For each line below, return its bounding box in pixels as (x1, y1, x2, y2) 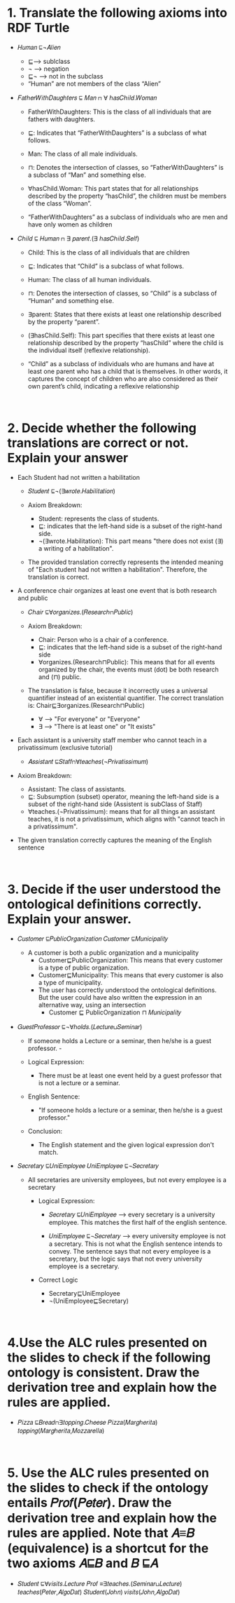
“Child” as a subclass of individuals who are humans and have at (27, 359, 215, 368)
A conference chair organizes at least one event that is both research (17, 586, 217, 594)
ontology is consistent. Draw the (7, 1364, 200, 1380)
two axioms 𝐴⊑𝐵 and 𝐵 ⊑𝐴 (7, 1555, 159, 1571)
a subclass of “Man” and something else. (27, 170, 146, 179)
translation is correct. (27, 572, 90, 581)
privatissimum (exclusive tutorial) (17, 743, 113, 751)
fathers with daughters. (27, 114, 96, 123)
